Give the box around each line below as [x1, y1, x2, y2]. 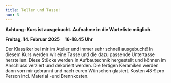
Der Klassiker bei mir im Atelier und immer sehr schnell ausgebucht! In [5, 46, 153, 52]
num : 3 [5, 12, 19, 17]
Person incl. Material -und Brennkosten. [5, 73, 89, 79]
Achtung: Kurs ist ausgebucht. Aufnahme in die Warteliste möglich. [5, 26, 152, 32]
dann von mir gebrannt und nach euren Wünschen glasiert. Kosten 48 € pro [5, 67, 165, 74]
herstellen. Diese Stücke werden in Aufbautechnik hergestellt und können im [5, 57, 166, 63]
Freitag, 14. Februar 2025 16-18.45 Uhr [5, 36, 93, 42]
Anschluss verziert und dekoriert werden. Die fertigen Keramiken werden [5, 62, 159, 68]
